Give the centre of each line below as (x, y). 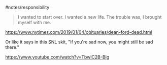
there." (12, 47)
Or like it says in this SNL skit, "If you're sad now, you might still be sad (79, 42)
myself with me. (34, 22)
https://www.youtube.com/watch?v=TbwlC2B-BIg (57, 57)
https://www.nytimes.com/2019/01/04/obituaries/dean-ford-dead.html (79, 32)
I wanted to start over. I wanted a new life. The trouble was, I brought (90, 17)
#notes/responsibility (27, 7)
